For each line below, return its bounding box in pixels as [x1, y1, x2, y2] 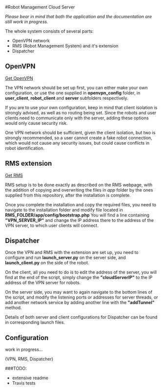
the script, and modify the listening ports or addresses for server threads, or [5, 294, 159, 300]
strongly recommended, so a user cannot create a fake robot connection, [5, 134, 152, 141]
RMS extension [5, 159, 52, 168]
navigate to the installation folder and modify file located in [5, 207, 123, 213]
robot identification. [5, 145, 45, 151]
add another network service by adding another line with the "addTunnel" [5, 300, 155, 305]
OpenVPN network [12, 38, 50, 43]
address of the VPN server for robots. [5, 280, 81, 285]
